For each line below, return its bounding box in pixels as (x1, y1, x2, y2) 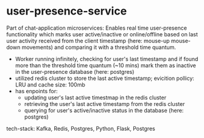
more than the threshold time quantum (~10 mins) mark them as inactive (15, 62, 196, 69)
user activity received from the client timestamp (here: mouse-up (6, 37, 170, 44)
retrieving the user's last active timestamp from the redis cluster (24, 100, 185, 107)
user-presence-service (6, 4, 127, 18)
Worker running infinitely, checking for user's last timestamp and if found (15, 55, 199, 62)
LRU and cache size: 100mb (15, 80, 85, 88)
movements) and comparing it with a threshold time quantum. (21, 44, 177, 51)
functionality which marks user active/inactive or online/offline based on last (6, 30, 198, 38)
